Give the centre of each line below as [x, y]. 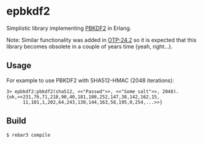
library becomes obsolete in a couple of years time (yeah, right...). [90, 46]
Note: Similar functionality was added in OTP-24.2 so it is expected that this [102, 40]
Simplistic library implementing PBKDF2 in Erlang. [69, 28]
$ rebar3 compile [28, 135]
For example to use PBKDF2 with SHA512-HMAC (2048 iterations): [90, 80]
